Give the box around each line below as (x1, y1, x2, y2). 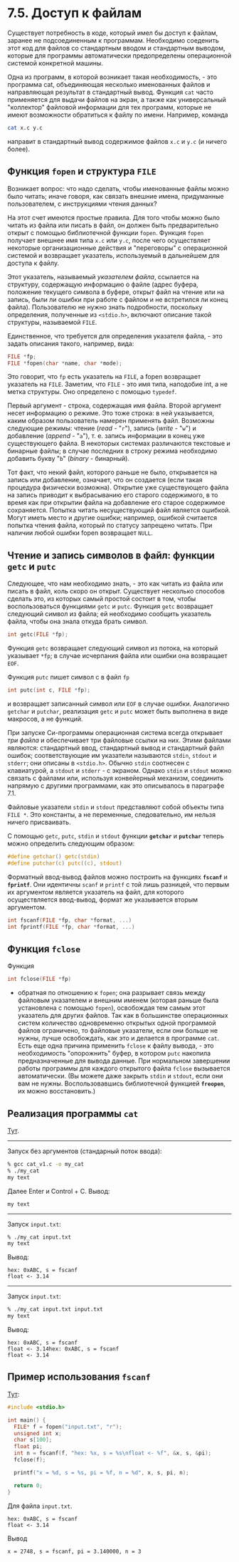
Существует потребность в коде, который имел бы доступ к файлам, (7, 28, 218, 37)
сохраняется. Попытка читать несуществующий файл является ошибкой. (7, 506, 231, 514)
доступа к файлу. (7, 259, 59, 267)
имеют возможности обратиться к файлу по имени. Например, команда (7, 110, 229, 119)
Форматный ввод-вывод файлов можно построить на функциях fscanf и (7, 873, 228, 881)
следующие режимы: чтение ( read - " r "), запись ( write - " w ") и (7, 424, 197, 432)
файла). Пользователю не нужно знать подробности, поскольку (7, 303, 203, 311)
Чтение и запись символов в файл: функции (7, 549, 215, 561)
